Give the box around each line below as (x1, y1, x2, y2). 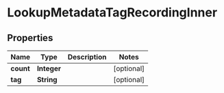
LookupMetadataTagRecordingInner (7, 5, 218, 21)
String (36, 75, 58, 84)
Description (67, 53, 107, 62)
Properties (7, 32, 53, 44)
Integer (36, 64, 62, 73)
